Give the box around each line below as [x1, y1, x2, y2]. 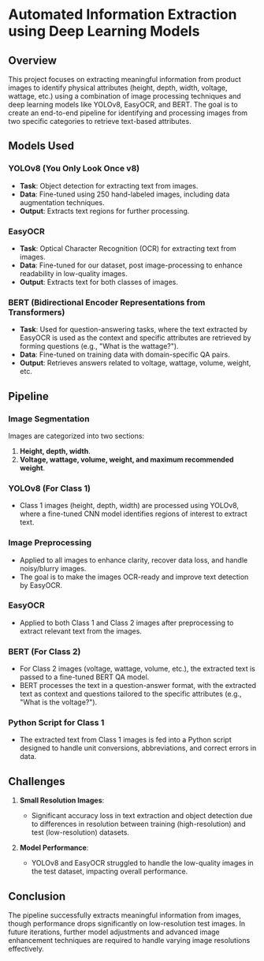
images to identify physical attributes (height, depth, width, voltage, [8, 83, 228, 92]
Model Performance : [19, 843, 89, 853]
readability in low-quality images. [19, 268, 128, 278]
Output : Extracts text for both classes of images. [19, 277, 179, 286]
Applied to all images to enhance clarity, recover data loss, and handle [19, 555, 248, 565]
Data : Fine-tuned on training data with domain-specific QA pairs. [19, 350, 231, 360]
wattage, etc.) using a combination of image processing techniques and [8, 92, 242, 100]
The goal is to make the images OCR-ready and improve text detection [19, 572, 249, 581]
